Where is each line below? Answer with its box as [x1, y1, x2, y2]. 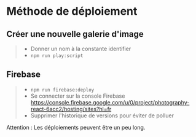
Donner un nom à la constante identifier [30, 45, 131, 52]
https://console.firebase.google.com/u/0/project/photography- [30, 98, 190, 106]
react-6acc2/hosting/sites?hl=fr [30, 105, 112, 112]
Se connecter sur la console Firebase [30, 92, 125, 100]
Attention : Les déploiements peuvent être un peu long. [6, 123, 146, 131]
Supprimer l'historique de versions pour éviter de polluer [30, 112, 174, 119]
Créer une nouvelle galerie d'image [6, 29, 144, 39]
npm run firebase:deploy [30, 87, 95, 93]
